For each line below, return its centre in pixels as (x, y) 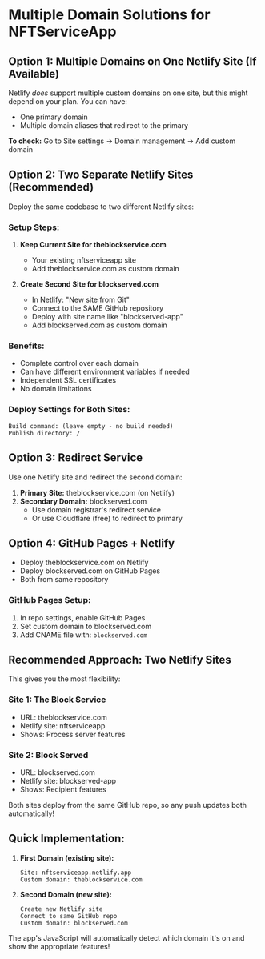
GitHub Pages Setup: (50, 600)
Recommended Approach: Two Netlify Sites (120, 660)
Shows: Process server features (72, 734)
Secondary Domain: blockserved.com (83, 501)
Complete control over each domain (79, 363)
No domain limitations (56, 389)
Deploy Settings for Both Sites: (69, 410)
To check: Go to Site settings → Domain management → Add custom (122, 141)
